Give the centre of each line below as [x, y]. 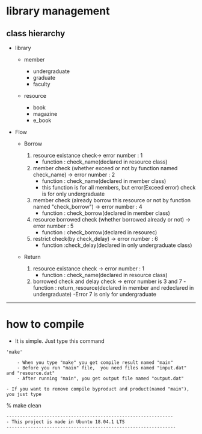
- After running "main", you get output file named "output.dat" [101, 378]
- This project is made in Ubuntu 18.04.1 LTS [66, 422]
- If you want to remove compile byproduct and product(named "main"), [98, 389]
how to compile [45, 324]
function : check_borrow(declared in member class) [106, 213]
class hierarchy [36, 34]
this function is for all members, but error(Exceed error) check [119, 187]
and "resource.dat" [31, 373]
